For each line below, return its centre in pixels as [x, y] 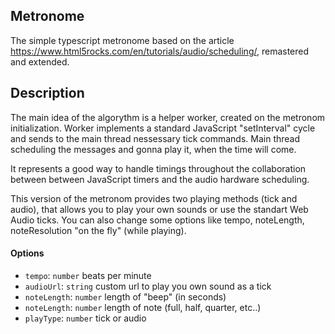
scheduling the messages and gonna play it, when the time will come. [153, 149]
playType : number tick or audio [85, 318]
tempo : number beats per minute [88, 275]
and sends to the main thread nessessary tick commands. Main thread [155, 138]
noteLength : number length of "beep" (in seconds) [125, 296]
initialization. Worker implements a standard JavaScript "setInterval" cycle [163, 128]
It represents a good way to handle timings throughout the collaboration [158, 168]
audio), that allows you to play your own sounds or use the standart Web [159, 209]
